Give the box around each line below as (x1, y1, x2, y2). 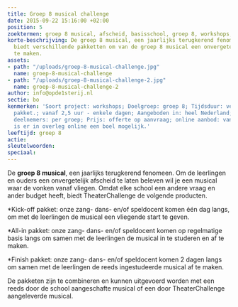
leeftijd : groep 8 (7, 129, 62, 136)
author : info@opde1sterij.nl (7, 90, 93, 97)
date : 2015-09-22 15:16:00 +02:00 (7, 17, 110, 24)
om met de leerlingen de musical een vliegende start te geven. (7, 212, 190, 221)
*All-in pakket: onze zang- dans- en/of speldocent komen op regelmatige (7, 227, 222, 235)
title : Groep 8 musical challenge (7, 10, 110, 18)
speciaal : (7, 149, 37, 156)
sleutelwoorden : (7, 143, 55, 150)
